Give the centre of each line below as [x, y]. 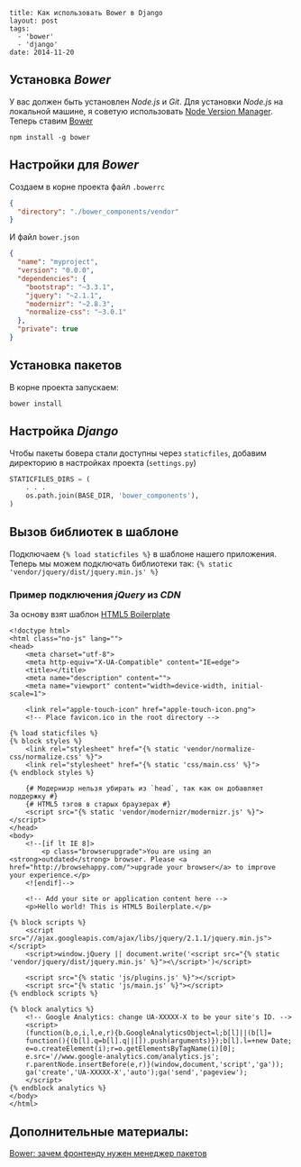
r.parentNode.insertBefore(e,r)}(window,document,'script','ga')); [155, 1065]
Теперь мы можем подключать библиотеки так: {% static [121, 563]
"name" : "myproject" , [58, 262]
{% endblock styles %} [52, 773]
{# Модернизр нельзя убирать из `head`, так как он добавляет [145, 789]
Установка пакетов [66, 365]
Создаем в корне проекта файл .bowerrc [87, 187]
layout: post [34, 21]
